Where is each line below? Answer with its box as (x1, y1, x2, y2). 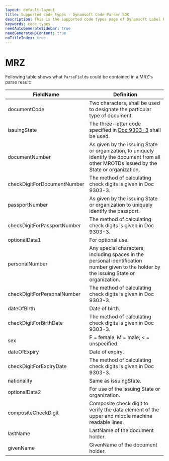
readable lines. (89, 418, 124, 425)
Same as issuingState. (89, 377, 142, 384)
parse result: (5, 79, 32, 85)
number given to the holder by (89, 263, 161, 270)
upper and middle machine (89, 412, 152, 419)
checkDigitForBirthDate (8, 319, 63, 326)
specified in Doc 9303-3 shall (89, 126, 161, 133)
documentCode (8, 106, 45, 113)
